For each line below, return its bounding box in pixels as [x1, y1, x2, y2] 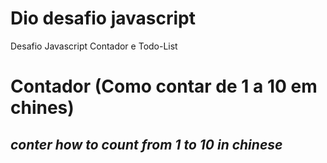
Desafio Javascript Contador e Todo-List [10, 40, 178, 52]
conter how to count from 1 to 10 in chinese [10, 136, 283, 153]
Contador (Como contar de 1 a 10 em [10, 75, 318, 98]
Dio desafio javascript [10, 7, 196, 30]
